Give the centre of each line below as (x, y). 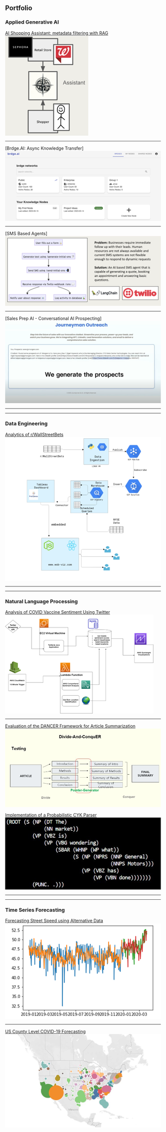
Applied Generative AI (32, 22)
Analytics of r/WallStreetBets (34, 434)
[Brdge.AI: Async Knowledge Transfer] (44, 148)
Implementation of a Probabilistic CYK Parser (51, 815)
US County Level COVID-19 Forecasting (45, 1031)
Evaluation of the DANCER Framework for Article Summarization (70, 726)
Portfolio (19, 8)
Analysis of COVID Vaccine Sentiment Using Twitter (58, 612)
